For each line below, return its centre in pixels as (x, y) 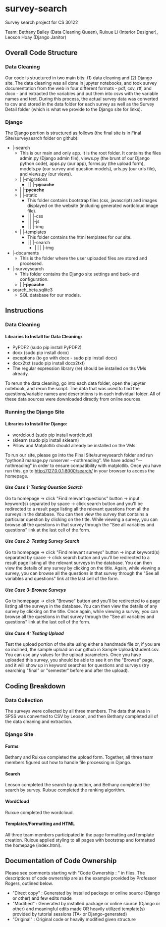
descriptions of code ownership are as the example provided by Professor (81, 878)
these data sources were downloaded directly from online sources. (74, 399)
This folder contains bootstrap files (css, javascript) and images (92, 200)
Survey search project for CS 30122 (42, 22)
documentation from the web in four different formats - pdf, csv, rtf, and (79, 88)
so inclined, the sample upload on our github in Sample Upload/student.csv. (83, 650)
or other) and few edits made (42, 898)
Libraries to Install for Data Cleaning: (44, 336)
